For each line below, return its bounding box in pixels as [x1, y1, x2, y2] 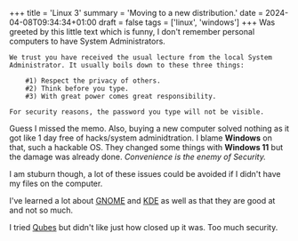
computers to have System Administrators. [9, 36, 166, 46]
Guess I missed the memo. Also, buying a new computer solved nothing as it [9, 124, 290, 133]
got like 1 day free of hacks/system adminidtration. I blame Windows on [9, 133, 273, 143]
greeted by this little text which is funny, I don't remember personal [9, 27, 255, 36]
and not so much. [9, 205, 74, 215]
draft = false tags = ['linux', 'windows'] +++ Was [98, 17, 276, 28]
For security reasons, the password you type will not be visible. [9, 108, 265, 116]
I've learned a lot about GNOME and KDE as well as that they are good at [9, 196, 276, 205]
